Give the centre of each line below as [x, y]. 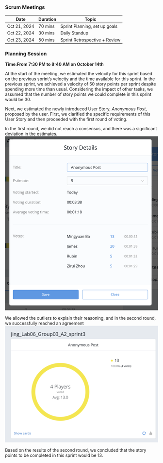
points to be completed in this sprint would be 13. [54, 455]
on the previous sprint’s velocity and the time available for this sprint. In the [80, 79]
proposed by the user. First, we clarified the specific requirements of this [78, 114]
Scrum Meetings [25, 7]
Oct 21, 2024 [21, 26]
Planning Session [26, 53]
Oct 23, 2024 [21, 40]
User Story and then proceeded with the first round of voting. [66, 119]
